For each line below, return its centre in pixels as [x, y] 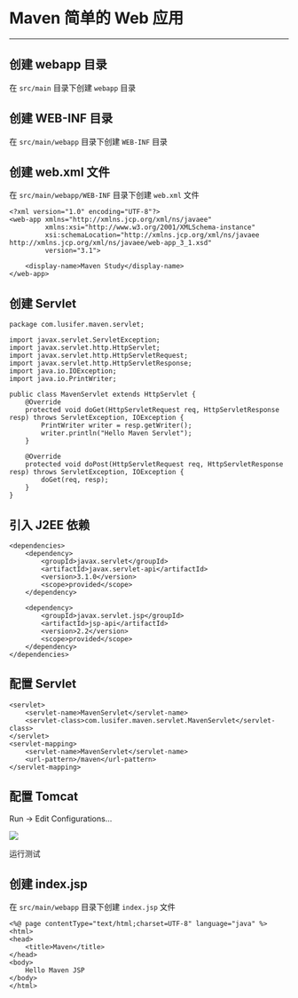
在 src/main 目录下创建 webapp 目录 [72, 87]
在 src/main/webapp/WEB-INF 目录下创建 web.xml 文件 [104, 195]
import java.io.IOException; [63, 371]
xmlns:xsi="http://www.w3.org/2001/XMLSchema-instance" [150, 227]
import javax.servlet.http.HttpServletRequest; [99, 356]
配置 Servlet [43, 684]
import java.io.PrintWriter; [63, 379]
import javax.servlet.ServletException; [85, 340]
